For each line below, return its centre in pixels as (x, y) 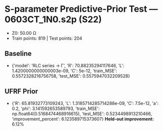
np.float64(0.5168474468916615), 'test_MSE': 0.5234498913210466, (82, 113)
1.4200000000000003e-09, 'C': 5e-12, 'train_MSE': (64, 71)
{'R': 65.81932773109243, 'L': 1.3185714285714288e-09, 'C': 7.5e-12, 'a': (85, 103)
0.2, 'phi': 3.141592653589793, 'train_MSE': (56, 108)
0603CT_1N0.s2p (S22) (53, 19)
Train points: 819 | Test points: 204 (47, 38)
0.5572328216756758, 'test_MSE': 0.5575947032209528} (71, 76)
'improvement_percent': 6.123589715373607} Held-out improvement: (83, 119)
